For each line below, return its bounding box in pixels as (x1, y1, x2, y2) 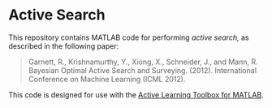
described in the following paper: (8, 41, 119, 50)
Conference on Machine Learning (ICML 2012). (28, 74, 186, 84)
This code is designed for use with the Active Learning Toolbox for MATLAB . (8, 89, 264, 99)
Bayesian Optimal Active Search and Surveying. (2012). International (28, 65, 257, 75)
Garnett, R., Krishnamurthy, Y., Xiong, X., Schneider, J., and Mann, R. (28, 57, 258, 67)
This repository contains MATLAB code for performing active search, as (8, 32, 249, 42)
